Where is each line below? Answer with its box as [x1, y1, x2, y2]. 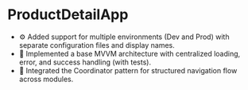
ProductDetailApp [7, 6, 129, 24]
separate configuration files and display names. [18, 40, 176, 49]
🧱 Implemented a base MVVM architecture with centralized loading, [18, 49, 241, 58]
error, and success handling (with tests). [18, 57, 152, 67]
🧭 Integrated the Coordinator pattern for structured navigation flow [18, 65, 238, 75]
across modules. [18, 74, 74, 84]
